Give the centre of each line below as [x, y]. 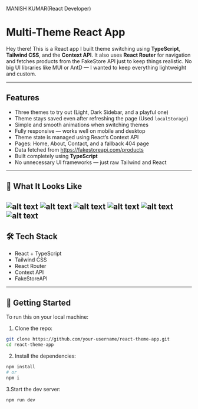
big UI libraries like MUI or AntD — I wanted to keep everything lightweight [96, 67]
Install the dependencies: [45, 356]
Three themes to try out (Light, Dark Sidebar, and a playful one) [92, 112]
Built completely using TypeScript [56, 156]
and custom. [21, 74]
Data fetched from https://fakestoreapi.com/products [79, 149]
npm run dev [21, 400]
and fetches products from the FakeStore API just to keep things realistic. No [99, 61]
